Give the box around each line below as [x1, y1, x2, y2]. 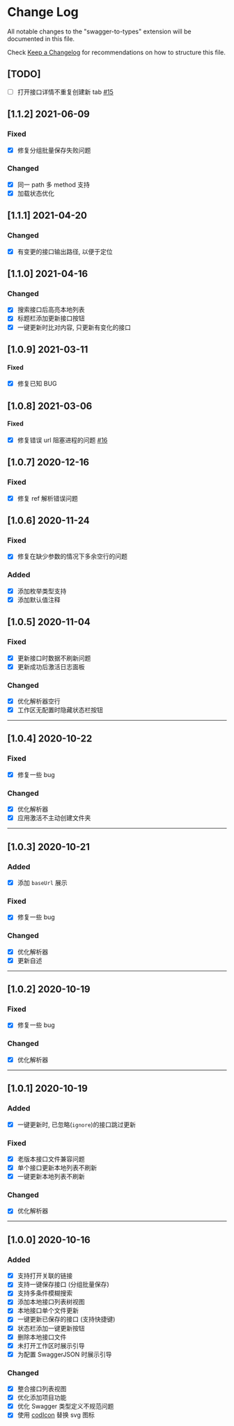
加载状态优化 [17, 189, 54, 197]
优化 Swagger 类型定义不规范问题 [17, 1402, 114, 1411]
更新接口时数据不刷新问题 [17, 654, 91, 662]
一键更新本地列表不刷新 [17, 1173, 85, 1181]
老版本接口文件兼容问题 [17, 1154, 85, 1163]
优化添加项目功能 [17, 1393, 67, 1402]
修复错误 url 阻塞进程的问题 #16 [17, 436, 108, 444]
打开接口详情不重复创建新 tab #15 [17, 88, 114, 96]
